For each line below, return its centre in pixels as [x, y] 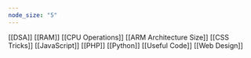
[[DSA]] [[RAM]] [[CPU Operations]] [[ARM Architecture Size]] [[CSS [119, 37]
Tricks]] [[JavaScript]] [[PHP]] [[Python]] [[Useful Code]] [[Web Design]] [125, 45]
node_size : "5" [33, 15]
